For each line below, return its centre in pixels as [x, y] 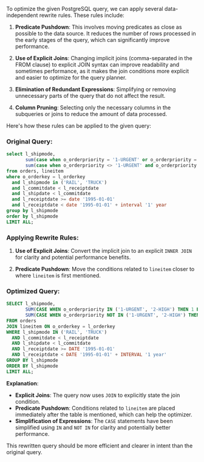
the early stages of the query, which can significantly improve [92, 40]
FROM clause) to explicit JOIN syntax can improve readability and [97, 64]
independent [22, 15]
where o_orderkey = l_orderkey [46, 177]
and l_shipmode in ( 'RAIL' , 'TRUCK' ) [59, 182]
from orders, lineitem [35, 171]
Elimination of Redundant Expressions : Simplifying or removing [95, 89]
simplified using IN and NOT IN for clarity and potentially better [93, 427]
